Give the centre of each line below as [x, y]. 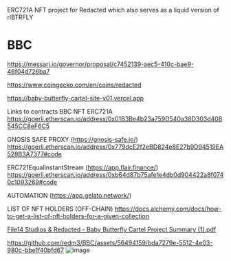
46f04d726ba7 [29, 71]
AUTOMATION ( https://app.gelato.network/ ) [69, 195]
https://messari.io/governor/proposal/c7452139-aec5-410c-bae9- [101, 64]
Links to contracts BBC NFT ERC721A [60, 111]
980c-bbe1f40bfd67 [35, 250]
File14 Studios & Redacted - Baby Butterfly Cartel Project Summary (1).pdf [112, 229]
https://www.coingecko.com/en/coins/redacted [74, 85]
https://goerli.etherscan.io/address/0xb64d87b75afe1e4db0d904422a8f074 [115, 174]
